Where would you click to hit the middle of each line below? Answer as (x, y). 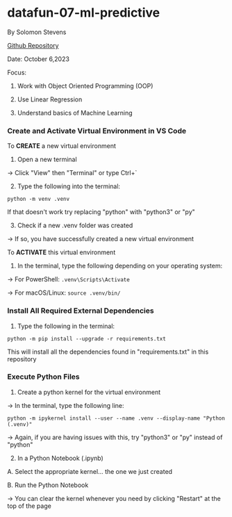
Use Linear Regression (50, 99)
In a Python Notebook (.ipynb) (60, 458)
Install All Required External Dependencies (81, 311)
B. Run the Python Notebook (48, 485)
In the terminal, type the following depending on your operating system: (120, 266)
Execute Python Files (43, 377)
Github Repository (33, 45)
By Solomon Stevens (37, 32)
